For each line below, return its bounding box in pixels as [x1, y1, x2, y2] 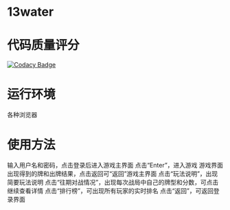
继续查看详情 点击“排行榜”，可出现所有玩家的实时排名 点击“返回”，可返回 [7, 187, 214, 195]
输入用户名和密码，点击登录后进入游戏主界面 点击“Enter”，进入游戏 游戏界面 [7, 161, 223, 169]
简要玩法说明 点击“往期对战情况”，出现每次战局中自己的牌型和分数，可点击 [7, 179, 219, 186]
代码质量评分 [7, 38, 80, 53]
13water [7, 4, 54, 20]
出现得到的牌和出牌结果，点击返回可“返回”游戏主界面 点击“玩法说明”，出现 [7, 170, 218, 178]
